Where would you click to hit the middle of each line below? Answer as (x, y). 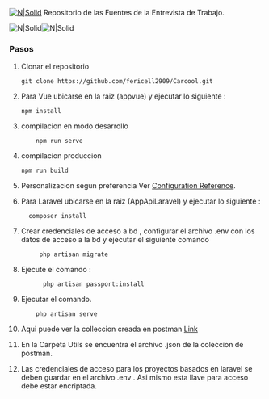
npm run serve (59, 141)
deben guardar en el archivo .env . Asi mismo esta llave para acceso (134, 378)
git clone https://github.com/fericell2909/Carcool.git (117, 82)
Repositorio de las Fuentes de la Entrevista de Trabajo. (134, 13)
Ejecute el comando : (56, 270)
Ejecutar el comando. (56, 300)
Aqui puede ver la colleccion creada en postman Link (109, 329)
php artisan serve (67, 314)
